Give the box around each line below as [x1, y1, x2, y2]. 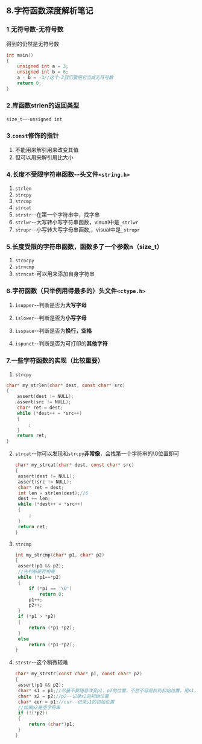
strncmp [14, 264, 34, 270]
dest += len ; [17, 496, 51, 502]
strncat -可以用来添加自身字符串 [14, 270, 95, 277]
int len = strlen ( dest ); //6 [17, 490, 89, 496]
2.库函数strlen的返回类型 [6, 101, 80, 110]
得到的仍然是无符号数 [6, 40, 59, 47]
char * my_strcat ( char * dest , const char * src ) [14, 462, 134, 468]
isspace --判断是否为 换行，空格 [14, 327, 92, 335]
